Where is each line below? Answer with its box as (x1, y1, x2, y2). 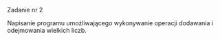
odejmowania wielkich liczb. (7, 27, 87, 34)
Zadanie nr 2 (7, 6, 43, 14)
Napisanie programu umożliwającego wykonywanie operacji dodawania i (7, 19, 214, 27)
